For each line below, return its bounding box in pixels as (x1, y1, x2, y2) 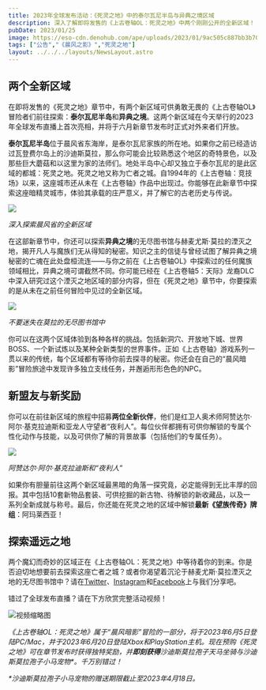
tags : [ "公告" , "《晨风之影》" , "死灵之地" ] (8, 41, 136, 49)
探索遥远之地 (8, 535, 71, 549)
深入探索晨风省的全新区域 (8, 219, 92, 229)
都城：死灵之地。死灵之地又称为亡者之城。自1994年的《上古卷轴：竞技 (21, 168, 253, 178)
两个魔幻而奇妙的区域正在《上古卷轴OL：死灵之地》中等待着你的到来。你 (8, 557, 246, 567)
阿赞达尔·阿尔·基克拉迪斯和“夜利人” (8, 463, 123, 473)
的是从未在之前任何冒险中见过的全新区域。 (8, 285, 147, 295)
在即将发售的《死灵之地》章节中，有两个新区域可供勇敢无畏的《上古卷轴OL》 (8, 102, 257, 111)
